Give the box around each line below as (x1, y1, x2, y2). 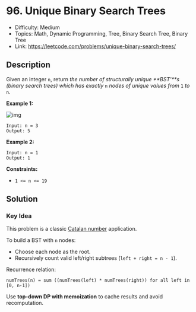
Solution (6, 194, 38, 204)
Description (6, 60, 50, 70)
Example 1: (6, 100, 34, 107)
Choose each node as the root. (14, 248, 91, 256)
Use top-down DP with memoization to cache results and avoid (6, 293, 163, 300)
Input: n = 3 (6, 123, 39, 129)
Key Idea (6, 212, 32, 220)
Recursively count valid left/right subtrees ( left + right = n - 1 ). (14, 254, 177, 262)
